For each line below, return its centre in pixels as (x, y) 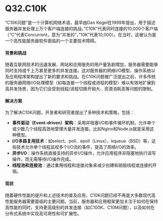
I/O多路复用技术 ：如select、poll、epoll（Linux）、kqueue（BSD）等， (82, 141)
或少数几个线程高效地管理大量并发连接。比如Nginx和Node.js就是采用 (81, 129)
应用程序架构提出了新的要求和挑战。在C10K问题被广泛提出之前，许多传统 (82, 77)
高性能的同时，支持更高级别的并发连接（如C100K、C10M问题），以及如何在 (80, 207)
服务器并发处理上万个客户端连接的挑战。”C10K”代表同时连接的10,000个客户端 (81, 28)
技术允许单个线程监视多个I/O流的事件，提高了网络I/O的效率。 (78, 147)
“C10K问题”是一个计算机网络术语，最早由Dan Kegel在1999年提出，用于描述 (80, 22)
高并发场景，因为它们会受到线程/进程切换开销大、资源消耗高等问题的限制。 (80, 89)
